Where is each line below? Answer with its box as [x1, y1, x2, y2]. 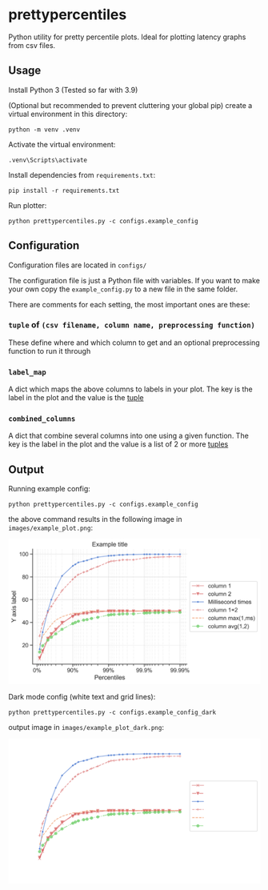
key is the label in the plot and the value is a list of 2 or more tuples [8, 439, 229, 449]
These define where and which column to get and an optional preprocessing [8, 338, 260, 347]
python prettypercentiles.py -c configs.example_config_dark [8, 708, 217, 717]
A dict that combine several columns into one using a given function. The [8, 431, 250, 441]
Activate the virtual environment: [8, 139, 116, 149]
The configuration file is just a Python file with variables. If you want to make [8, 275, 260, 285]
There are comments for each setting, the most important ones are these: [8, 299, 250, 309]
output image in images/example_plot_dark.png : [8, 723, 164, 732]
